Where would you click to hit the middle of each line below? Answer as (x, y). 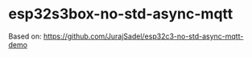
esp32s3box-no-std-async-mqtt (121, 14)
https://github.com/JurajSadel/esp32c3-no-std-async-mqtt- (143, 36)
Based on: (25, 36)
